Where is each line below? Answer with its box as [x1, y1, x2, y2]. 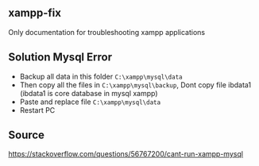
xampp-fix [8, 6, 62, 20]
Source [8, 129, 45, 142]
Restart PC [19, 105, 56, 114]
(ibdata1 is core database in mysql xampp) [19, 88, 158, 98]
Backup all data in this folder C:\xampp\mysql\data [19, 71, 183, 81]
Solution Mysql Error [8, 51, 113, 64]
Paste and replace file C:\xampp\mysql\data [19, 97, 161, 106]
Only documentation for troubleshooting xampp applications [8, 27, 205, 37]
